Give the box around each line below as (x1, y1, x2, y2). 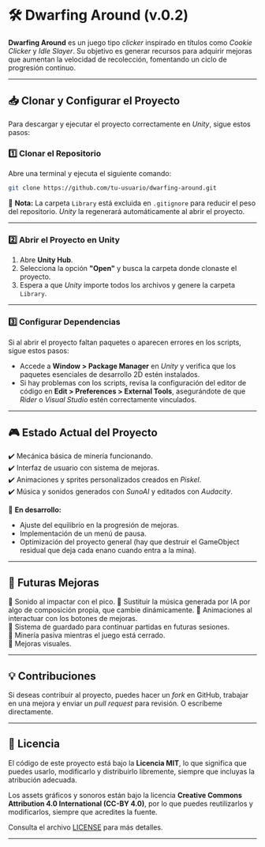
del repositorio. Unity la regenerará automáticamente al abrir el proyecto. (8, 206, 245, 216)
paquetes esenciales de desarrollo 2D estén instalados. (19, 369, 200, 379)
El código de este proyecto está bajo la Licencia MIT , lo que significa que (8, 758, 247, 767)
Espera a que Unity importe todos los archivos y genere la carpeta (19, 280, 235, 290)
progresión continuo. (8, 62, 77, 72)
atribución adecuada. (8, 775, 77, 785)
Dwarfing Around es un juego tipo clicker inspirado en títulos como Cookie (8, 37, 252, 47)
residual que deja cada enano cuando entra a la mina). (19, 546, 197, 555)
